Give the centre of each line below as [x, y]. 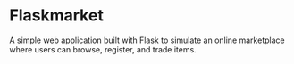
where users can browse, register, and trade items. [103, 49]
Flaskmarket [57, 16]
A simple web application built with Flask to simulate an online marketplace [147, 40]
